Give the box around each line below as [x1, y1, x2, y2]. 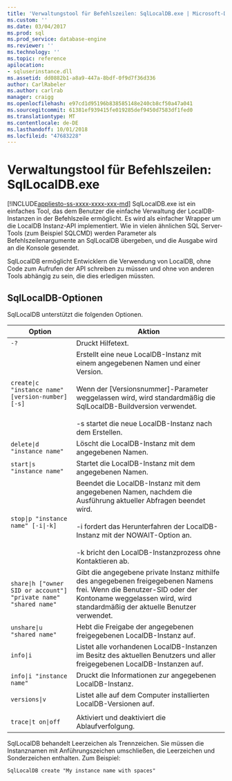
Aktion [137, 327, 160, 336]
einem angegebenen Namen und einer [75, 358, 201, 367]
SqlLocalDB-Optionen [7, 292, 104, 304]
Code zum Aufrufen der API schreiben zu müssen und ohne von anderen [7, 264, 215, 273]
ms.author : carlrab [7, 87, 64, 94]
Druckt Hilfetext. [75, 338, 129, 348]
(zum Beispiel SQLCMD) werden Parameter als [23, 229, 157, 237]
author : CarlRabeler [7, 81, 67, 88]
